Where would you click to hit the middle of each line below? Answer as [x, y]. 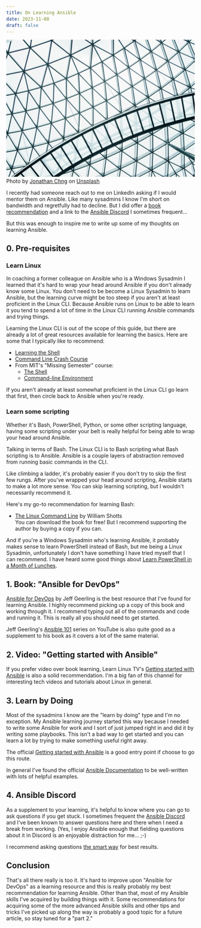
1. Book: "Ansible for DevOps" [63, 584]
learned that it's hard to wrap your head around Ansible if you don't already [99, 285]
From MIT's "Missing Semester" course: [64, 365]
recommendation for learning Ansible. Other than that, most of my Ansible [97, 893]
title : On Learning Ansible [41, 13]
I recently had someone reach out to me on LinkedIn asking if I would [91, 192]
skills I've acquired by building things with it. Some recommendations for [96, 899]
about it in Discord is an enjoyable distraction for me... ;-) [76, 835]
